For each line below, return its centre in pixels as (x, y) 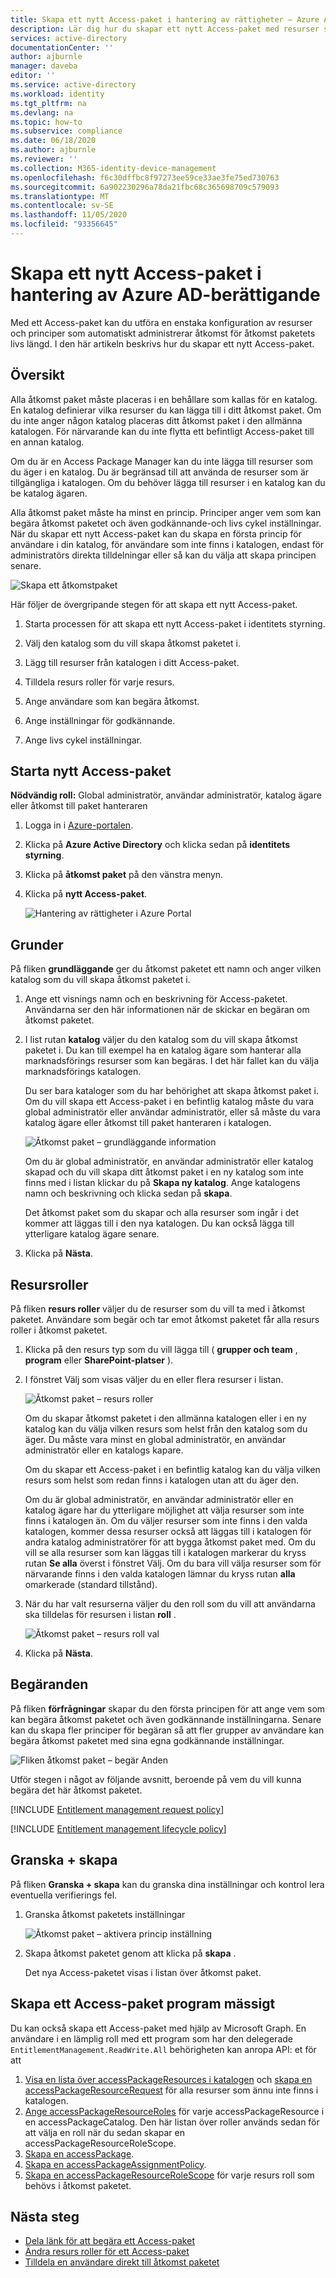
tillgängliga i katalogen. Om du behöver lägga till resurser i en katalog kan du (168, 482)
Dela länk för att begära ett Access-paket (109, 2241)
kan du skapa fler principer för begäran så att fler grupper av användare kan (167, 1730)
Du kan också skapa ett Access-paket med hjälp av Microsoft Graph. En (158, 2028)
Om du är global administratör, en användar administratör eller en (159, 1500)
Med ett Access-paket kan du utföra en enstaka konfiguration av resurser (161, 322)
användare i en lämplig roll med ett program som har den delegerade (151, 2038)
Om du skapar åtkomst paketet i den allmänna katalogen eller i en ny (165, 1418)
